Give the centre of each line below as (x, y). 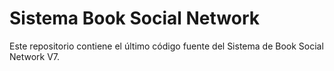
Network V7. (35, 56)
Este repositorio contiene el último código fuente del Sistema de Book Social (166, 46)
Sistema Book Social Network (134, 18)
